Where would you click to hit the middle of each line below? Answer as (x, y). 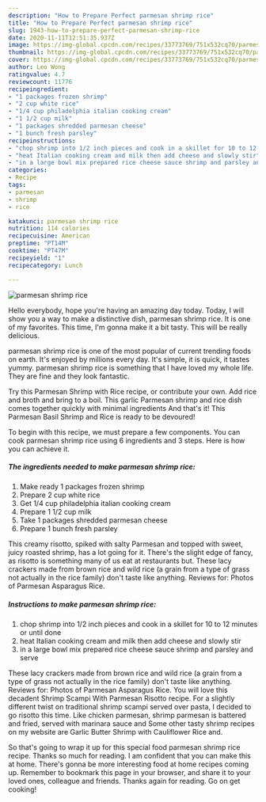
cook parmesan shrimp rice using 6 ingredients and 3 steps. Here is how (127, 440)
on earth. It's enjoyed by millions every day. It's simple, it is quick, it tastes (129, 359)
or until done (40, 633)
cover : (19, 60)
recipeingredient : (38, 89)
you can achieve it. (39, 449)
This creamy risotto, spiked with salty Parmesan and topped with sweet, (126, 544)
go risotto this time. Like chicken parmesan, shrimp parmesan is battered (127, 715)
